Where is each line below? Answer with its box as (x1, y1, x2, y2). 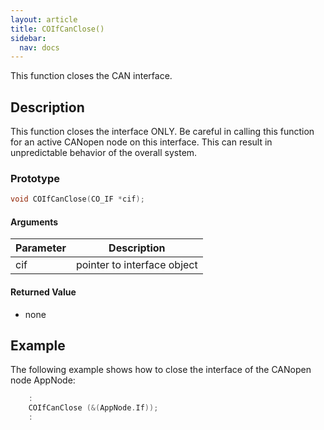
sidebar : (10, 33, 47, 43)
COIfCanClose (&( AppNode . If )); (28, 403, 159, 413)
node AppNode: (10, 374, 76, 386)
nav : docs (19, 42, 60, 53)
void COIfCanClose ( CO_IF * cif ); (10, 194, 145, 205)
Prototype (10, 171, 61, 185)
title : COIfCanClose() (10, 24, 105, 34)
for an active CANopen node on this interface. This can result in (10, 136, 273, 148)
